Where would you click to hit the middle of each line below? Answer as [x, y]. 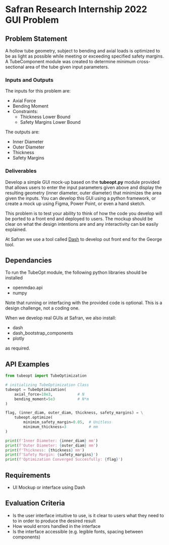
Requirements [28, 475]
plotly [18, 338]
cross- [144, 61]
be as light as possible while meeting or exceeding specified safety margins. [84, 56]
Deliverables [21, 171]
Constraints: [25, 112]
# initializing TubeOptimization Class [47, 385]
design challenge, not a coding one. [42, 308]
